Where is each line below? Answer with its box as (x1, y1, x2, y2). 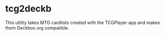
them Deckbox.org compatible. (5, 24, 69, 30)
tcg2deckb (5, 3, 52, 14)
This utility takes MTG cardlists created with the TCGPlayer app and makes (5, 19, 160, 25)
